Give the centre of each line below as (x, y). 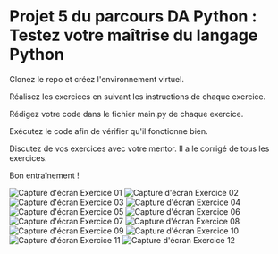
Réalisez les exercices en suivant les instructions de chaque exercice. (138, 97)
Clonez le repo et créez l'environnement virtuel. (97, 79)
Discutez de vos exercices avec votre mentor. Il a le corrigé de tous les (139, 148)
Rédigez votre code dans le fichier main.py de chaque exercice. (126, 114)
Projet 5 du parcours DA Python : (133, 17)
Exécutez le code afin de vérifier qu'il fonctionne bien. (109, 131)
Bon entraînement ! (44, 175)
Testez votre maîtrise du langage (134, 35)
